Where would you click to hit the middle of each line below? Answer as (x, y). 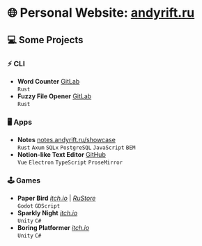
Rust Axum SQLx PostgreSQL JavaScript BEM (76, 148)
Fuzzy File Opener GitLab (54, 96)
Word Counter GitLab (48, 81)
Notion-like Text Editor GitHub (61, 155)
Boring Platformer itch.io (53, 228)
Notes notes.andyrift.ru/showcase (67, 140)
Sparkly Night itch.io (47, 213)
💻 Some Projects (45, 40)
